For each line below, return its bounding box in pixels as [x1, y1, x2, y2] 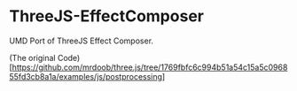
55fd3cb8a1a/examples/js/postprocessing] [9, 71, 166, 81]
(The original [9, 52, 56, 63]
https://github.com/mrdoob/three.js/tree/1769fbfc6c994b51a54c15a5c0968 [12, 62, 288, 72]
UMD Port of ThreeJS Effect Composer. [9, 35, 153, 46]
